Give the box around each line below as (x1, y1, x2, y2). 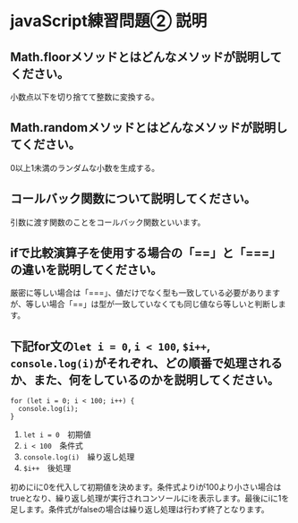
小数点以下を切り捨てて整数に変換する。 (10, 91, 159, 102)
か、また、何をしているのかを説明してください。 (10, 372, 280, 388)
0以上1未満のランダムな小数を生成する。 (10, 162, 160, 173)
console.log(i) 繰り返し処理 (22, 451, 135, 462)
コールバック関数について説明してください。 (10, 192, 257, 207)
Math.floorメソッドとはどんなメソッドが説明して (10, 49, 283, 64)
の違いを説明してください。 (10, 262, 163, 278)
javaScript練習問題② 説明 (10, 11, 208, 31)
